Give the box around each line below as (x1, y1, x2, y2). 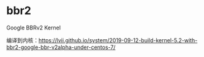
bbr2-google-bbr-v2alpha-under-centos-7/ (6, 44, 116, 51)
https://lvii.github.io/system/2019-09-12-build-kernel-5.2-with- (39, 36, 198, 44)
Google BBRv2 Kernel (6, 24, 61, 31)
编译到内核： (6, 36, 39, 44)
